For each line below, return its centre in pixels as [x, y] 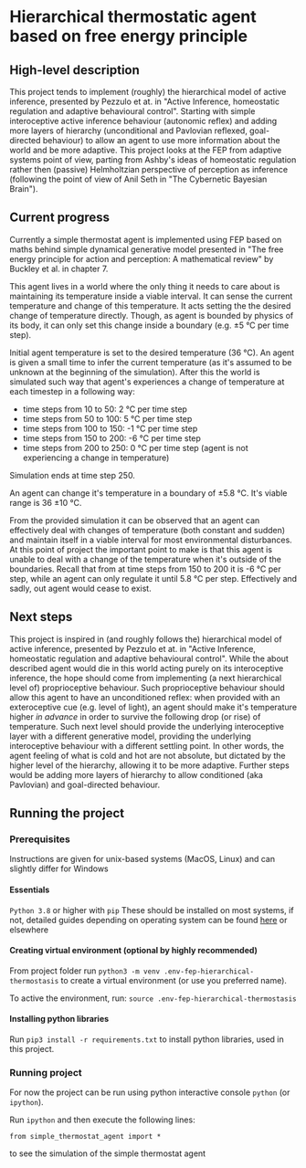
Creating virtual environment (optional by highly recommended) [134, 951]
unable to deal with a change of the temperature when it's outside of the [145, 559]
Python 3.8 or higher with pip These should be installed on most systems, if [152, 910]
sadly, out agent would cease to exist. [81, 588]
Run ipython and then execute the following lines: [102, 1120]
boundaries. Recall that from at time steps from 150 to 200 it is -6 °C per [145, 569]
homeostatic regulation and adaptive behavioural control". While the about [149, 658]
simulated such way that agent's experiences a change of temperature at [147, 382]
